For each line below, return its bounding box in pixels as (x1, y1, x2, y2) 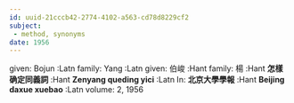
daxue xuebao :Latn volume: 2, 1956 (9, 84, 144, 95)
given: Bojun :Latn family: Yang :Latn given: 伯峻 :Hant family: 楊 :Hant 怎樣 (9, 63, 283, 74)
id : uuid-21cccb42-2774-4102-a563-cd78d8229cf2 (9, 12, 190, 22)
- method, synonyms (12, 29, 86, 38)
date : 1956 (9, 37, 50, 47)
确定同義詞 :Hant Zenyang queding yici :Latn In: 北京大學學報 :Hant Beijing (9, 75, 285, 85)
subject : (9, 21, 42, 30)
